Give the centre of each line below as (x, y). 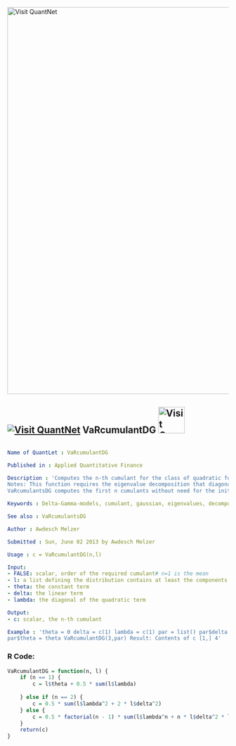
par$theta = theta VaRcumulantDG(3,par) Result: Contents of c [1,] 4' (114, 638)
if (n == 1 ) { (40, 678)
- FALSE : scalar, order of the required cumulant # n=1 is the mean (108, 574)
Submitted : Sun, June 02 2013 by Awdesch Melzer (81, 542)
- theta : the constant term (48, 587)
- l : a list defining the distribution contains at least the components (118, 581)
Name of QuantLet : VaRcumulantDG (58, 453)
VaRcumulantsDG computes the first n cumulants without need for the (111, 491)
